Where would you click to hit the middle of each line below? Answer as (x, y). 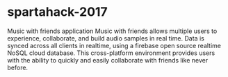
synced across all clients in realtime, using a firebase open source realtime (114, 45)
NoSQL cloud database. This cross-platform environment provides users (111, 53)
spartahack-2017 (57, 12)
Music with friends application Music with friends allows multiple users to (112, 31)
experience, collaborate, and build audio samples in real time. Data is (106, 38)
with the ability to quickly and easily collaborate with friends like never (108, 60)
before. (18, 67)
